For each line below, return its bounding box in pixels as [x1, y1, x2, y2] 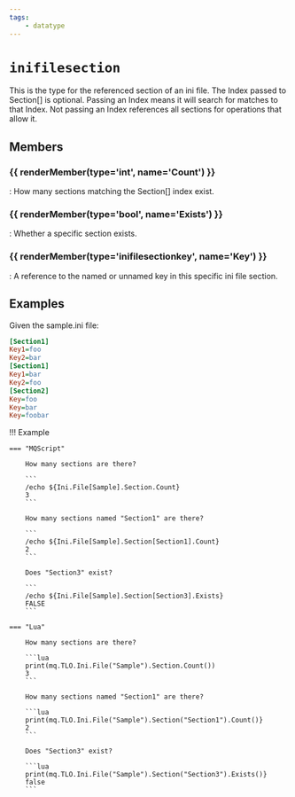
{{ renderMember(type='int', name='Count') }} [9, 166, 216, 178]
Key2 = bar [9, 354, 42, 363]
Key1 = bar [9, 370, 42, 379]
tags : [9, 12, 29, 22]
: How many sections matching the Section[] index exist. [9, 186, 214, 197]
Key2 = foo [9, 378, 42, 387]
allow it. [9, 113, 38, 124]
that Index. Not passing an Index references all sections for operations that [9, 104, 282, 115]
